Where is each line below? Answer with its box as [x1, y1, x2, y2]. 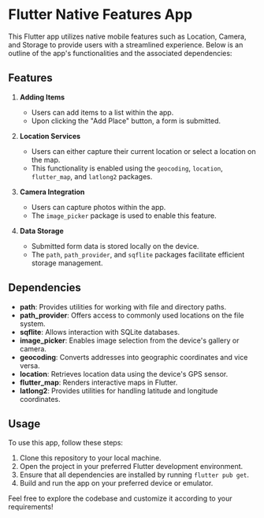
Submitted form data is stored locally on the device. [31, 241, 199, 250]
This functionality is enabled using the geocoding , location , [31, 163, 223, 173]
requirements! [8, 502, 54, 512]
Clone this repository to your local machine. [19, 453, 162, 463]
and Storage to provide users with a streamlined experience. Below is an [8, 39, 244, 49]
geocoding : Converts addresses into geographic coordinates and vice [19, 352, 248, 362]
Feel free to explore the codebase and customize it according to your [8, 494, 232, 503]
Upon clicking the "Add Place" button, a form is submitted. [31, 116, 221, 126]
